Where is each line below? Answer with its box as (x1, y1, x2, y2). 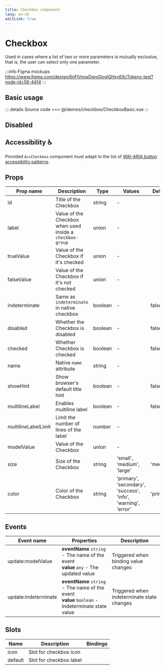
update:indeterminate (7, 593, 57, 600)
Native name (55, 359, 82, 366)
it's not (55, 279, 72, 286)
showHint (7, 383, 29, 390)
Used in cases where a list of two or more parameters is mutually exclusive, (5, 54, 158, 60)
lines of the (55, 427, 82, 434)
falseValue (7, 276, 32, 283)
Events (5, 523, 27, 531)
